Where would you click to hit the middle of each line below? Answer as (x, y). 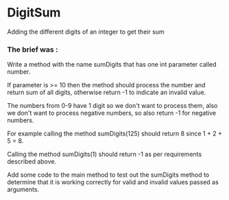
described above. (32, 162)
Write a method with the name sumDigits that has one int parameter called (112, 65)
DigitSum (34, 13)
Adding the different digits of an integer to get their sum (86, 32)
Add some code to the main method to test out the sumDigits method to (108, 175)
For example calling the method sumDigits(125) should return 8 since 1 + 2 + (115, 134)
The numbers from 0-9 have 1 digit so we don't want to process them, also (112, 106)
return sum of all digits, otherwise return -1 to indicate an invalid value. (107, 92)
